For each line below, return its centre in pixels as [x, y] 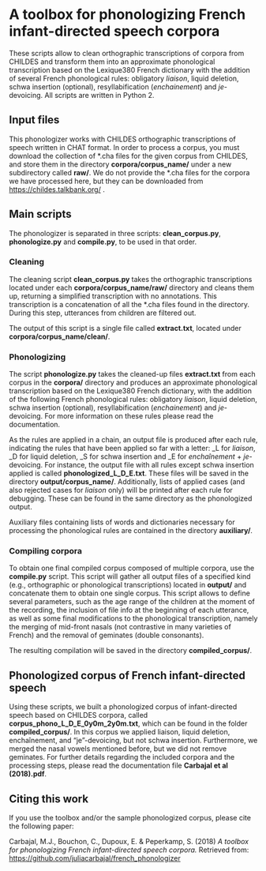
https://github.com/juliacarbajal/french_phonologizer [95, 858]
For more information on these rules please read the [129, 416]
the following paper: [41, 826]
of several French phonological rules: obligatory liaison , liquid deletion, [124, 78]
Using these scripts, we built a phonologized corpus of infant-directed [123, 707]
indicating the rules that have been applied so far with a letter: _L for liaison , [132, 449]
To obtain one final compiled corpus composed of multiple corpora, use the [132, 568]
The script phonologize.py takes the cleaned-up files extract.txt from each [132, 374]
